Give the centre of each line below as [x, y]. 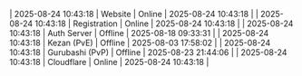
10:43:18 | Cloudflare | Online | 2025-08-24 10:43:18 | [109, 62]
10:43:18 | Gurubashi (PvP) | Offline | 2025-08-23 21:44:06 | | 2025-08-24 [148, 52]
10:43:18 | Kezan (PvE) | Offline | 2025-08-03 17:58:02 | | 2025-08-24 [140, 43]
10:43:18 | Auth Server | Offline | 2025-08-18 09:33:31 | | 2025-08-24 [139, 33]
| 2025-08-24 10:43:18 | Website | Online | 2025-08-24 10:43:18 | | [134, 14]
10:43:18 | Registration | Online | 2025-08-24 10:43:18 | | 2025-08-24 [164, 24]
